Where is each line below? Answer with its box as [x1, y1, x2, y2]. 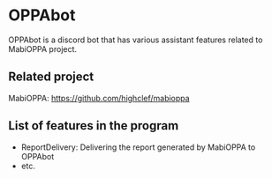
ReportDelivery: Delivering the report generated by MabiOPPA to [20, 142, 256, 152]
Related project [8, 70, 94, 85]
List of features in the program [8, 118, 179, 133]
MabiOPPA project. [8, 43, 77, 54]
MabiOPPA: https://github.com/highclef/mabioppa [8, 93, 191, 103]
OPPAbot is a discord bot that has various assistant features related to [8, 34, 263, 45]
